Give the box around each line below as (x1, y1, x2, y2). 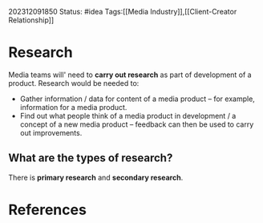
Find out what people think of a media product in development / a (19, 111, 237, 120)
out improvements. (19, 128, 83, 137)
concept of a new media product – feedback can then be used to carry (19, 120, 254, 129)
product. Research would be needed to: (8, 78, 140, 87)
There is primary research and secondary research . (8, 172, 184, 182)
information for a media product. (19, 102, 127, 111)
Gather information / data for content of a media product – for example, (19, 94, 255, 103)
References (8, 201, 87, 219)
